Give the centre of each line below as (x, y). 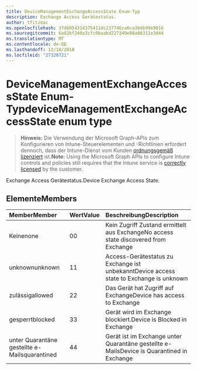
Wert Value (85, 215)
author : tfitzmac (27, 22)
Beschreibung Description (142, 215)
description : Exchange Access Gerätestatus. (61, 17)
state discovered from (135, 240)
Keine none (24, 236)
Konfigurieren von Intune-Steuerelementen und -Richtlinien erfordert (103, 144)
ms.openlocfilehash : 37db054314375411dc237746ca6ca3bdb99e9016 (85, 28)
